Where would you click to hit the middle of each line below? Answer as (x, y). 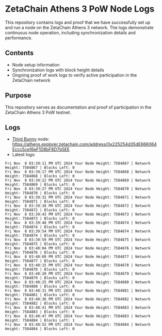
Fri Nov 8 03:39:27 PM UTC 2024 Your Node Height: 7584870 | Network (78, 189)
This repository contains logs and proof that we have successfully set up (78, 22)
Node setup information (36, 64)
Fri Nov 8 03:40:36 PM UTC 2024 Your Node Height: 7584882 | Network (78, 299)
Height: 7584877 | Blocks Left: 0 (40, 261)
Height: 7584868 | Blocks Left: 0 (40, 176)
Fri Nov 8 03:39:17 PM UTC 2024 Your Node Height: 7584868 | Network (78, 172)
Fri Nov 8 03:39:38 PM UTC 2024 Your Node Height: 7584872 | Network (78, 206)
